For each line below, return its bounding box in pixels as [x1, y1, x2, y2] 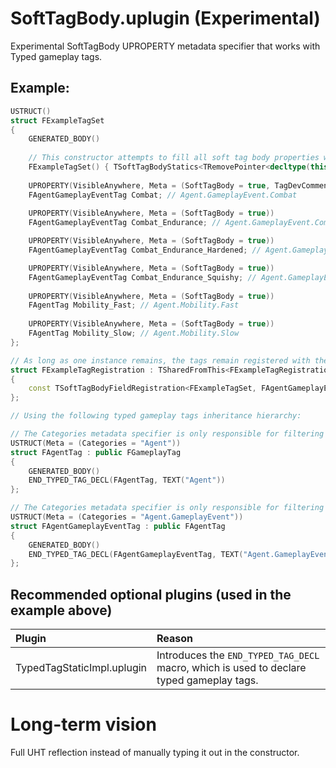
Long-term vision [10, 713, 157, 736]
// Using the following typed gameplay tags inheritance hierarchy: [10, 411, 302, 421]
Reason [156, 632, 194, 646]
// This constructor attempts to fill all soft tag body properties [28, 153, 320, 163]
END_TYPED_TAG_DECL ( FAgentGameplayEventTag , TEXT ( [28, 549, 244, 559]
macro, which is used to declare [156, 661, 307, 675]
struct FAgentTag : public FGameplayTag [10, 447, 182, 457]
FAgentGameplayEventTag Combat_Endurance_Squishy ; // [28, 272, 257, 282]
